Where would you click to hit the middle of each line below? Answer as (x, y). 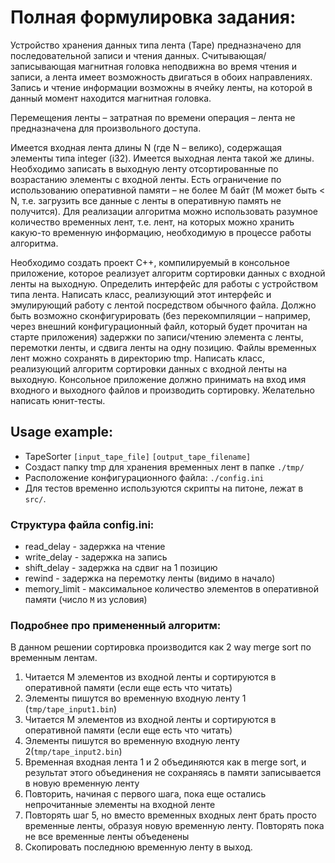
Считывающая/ (234, 55)
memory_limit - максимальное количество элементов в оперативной (171, 589)
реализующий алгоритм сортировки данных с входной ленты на (149, 368)
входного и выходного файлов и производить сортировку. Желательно (162, 390)
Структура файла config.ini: (82, 524)
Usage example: (62, 432)
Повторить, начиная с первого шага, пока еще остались (145, 794)
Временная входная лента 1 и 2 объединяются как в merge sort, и (165, 762)
